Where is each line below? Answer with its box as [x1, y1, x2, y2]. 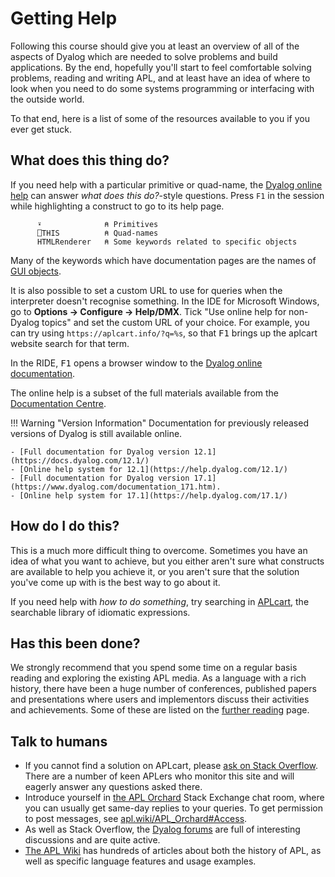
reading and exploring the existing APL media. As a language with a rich [10, 672, 307, 684]
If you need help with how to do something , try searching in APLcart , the [10, 595, 310, 607]
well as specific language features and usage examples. [24, 855, 257, 867]
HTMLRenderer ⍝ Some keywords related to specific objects [36, 237, 298, 247]
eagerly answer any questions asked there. [24, 781, 203, 793]
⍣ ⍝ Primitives [36, 219, 159, 229]
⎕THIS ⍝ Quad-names [36, 228, 159, 238]
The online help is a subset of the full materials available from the [10, 387, 280, 399]
